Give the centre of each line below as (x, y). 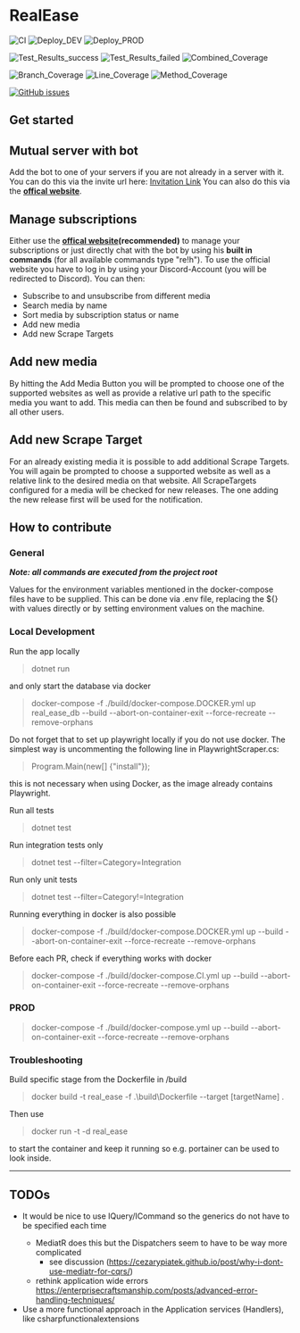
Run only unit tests (43, 879)
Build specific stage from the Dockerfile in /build (98, 1079)
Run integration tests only (56, 845)
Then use (27, 1114)
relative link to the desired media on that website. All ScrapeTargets (133, 480)
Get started (42, 120)
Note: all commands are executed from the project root (113, 572)
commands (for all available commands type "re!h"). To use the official (140, 259)
